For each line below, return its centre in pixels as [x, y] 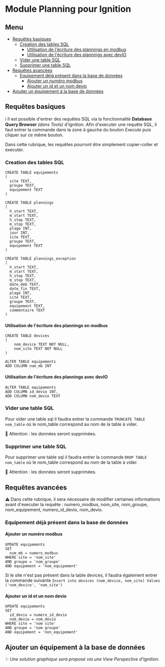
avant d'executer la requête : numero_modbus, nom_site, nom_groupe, [77, 504]
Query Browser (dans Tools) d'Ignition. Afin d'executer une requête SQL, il [81, 124]
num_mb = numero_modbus [34, 553]
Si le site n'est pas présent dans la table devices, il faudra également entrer [81, 575]
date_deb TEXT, [25, 285]
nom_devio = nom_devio [33, 619]
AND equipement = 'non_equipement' [42, 632]
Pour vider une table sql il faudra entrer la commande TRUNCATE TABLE [75, 419]
